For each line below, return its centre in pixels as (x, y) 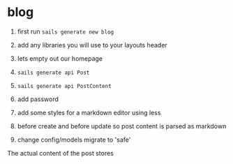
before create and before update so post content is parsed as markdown (122, 126)
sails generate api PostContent (64, 86)
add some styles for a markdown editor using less (89, 112)
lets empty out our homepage (60, 58)
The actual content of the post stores (60, 153)
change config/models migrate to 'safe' (74, 140)
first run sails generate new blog (65, 31)
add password (38, 99)
